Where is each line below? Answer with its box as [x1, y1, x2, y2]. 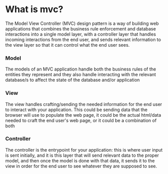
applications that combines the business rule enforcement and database [5, 25, 156, 31]
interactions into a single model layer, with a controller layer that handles [5, 31, 156, 37]
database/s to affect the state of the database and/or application [5, 77, 140, 83]
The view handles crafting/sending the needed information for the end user [5, 101, 162, 107]
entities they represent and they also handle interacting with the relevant [5, 72, 156, 78]
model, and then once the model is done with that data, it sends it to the [5, 157, 155, 163]
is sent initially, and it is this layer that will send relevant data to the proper [5, 152, 159, 158]
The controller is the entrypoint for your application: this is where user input [5, 147, 163, 153]
